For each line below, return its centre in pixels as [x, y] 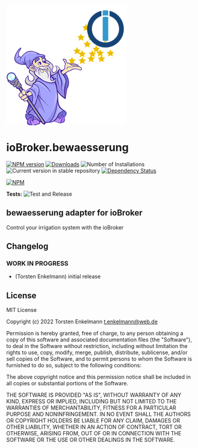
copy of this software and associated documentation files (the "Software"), [99, 340]
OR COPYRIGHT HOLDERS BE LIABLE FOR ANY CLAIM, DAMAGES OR [93, 421]
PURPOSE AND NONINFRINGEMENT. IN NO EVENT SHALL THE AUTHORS [99, 414]
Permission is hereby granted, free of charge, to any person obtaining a [95, 334]
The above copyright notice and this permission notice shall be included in [98, 377]
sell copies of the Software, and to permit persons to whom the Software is [99, 359]
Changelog [27, 247]
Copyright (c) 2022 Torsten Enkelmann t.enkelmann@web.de [82, 322]
